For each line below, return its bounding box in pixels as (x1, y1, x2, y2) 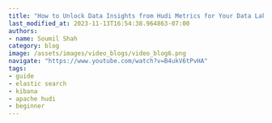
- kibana (8, 87, 38, 95)
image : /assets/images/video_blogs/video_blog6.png (8, 49, 186, 57)
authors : (8, 27, 38, 35)
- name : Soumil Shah (8, 34, 79, 43)
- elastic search (8, 79, 67, 87)
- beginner (8, 102, 45, 110)
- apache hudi (8, 95, 57, 103)
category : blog (8, 42, 60, 50)
